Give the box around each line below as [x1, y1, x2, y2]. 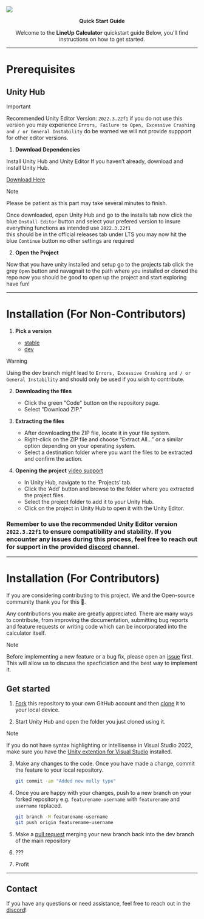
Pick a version [15, 327, 52, 334]
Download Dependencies [15, 146, 81, 153]
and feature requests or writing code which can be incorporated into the [6, 623, 187, 631]
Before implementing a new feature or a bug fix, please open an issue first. [6, 653, 193, 660]
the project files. [24, 491, 66, 498]
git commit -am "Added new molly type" [15, 778, 117, 784]
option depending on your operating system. [24, 442, 136, 449]
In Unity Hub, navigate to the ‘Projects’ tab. [24, 478, 132, 486]
